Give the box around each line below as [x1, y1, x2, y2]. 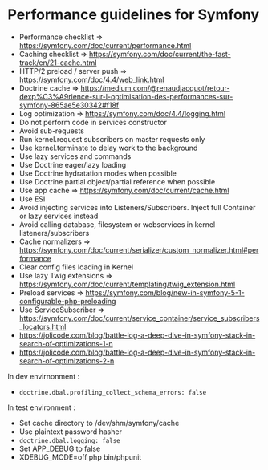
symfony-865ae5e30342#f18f [18, 100, 120, 110]
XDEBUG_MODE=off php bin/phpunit [18, 452, 142, 462]
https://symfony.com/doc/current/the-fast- [88, 49, 232, 59]
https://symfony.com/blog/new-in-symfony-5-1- [85, 287, 246, 298]
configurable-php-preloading [18, 296, 116, 306]
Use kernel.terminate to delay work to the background [18, 143, 198, 152]
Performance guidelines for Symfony [7, 6, 260, 24]
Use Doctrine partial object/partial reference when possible [18, 176, 216, 186]
